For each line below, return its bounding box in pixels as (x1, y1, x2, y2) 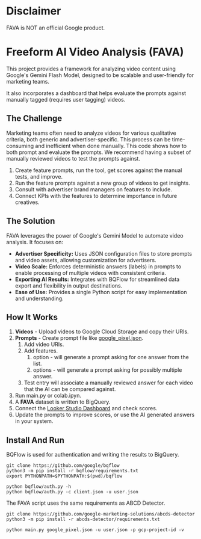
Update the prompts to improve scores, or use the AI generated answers (14, 411, 195, 419)
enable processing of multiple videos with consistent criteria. (14, 269, 167, 276)
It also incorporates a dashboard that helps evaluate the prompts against (6, 89, 187, 97)
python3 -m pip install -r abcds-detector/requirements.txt (6, 516, 161, 523)
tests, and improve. (14, 173, 63, 180)
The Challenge (6, 113, 63, 124)
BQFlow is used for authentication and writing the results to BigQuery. (6, 451, 179, 458)
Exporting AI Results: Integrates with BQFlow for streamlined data (14, 276, 180, 283)
